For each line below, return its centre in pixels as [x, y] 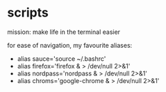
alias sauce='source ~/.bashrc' [61, 58]
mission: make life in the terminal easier [64, 32]
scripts [28, 13]
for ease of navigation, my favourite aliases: [70, 45]
